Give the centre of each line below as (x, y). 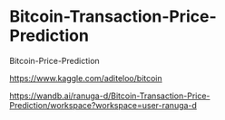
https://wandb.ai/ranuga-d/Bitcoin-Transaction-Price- (110, 96)
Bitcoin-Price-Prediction (54, 60)
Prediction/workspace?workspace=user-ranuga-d (103, 105)
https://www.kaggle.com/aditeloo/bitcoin (86, 78)
